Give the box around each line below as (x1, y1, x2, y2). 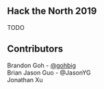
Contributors (7, 43, 64, 55)
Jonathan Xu (7, 75, 43, 84)
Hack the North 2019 (7, 5, 97, 17)
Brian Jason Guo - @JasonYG (7, 68, 91, 77)
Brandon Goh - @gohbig (7, 61, 77, 69)
